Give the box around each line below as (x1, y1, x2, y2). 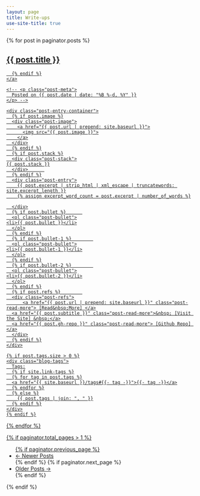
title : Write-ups (6, 15, 50, 21)
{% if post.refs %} (12, 289, 61, 295)
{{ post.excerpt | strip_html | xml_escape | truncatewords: (17, 183, 175, 189)
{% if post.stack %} (12, 150, 64, 157)
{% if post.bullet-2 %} (12, 262, 72, 268)
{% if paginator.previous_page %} (15, 445, 100, 453)
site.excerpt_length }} (6, 188, 67, 194)
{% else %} (12, 390, 39, 396)
